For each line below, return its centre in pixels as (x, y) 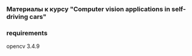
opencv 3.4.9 (23, 46)
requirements (27, 33)
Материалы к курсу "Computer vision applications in (88, 9)
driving (17, 16)
